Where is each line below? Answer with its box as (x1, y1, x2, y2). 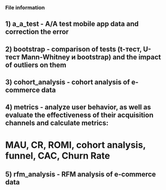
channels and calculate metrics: (5, 119, 109, 128)
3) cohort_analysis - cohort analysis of (5, 78, 130, 87)
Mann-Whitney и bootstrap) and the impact (21, 53, 161, 61)
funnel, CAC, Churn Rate (5, 150, 110, 161)
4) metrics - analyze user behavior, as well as (5, 103, 151, 111)
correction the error (5, 27, 69, 36)
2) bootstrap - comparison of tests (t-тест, (5, 45, 142, 53)
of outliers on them (5, 60, 67, 69)
